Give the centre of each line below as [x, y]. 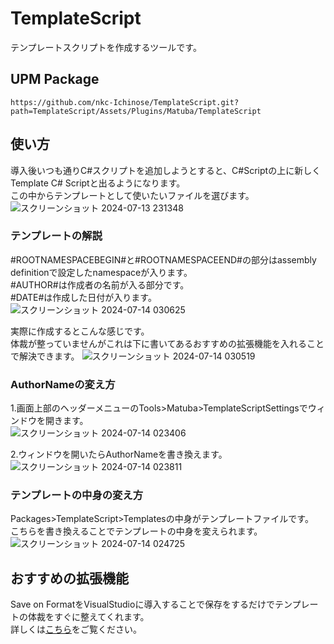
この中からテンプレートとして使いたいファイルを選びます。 [132, 195]
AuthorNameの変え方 [63, 384]
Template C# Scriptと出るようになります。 [98, 183]
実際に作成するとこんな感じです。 [80, 331]
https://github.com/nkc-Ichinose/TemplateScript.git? [125, 102]
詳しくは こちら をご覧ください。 [76, 629]
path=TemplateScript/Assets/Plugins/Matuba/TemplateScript [136, 111]
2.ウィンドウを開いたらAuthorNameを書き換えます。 [119, 454]
